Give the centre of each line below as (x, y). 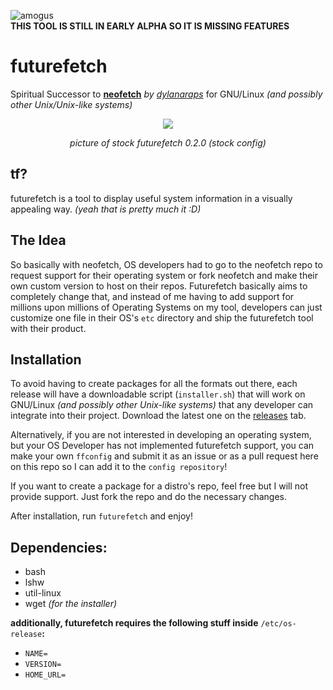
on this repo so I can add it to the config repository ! (119, 467)
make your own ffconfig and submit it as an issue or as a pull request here (164, 456)
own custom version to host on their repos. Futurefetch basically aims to (159, 286)
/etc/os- (278, 624)
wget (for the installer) (71, 604)
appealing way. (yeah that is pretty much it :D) (106, 209)
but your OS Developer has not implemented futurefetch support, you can (162, 446)
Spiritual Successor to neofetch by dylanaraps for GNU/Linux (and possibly (166, 94)
